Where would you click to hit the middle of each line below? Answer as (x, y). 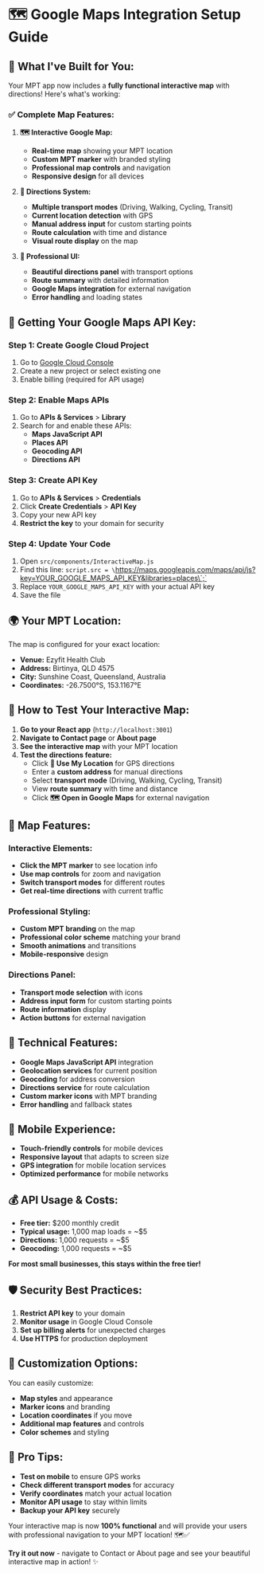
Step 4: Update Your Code (60, 543)
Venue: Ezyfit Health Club (62, 659)
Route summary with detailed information (100, 280)
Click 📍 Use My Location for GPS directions (103, 763)
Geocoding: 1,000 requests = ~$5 (76, 1249)
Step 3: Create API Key (53, 481)
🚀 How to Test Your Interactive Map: (99, 710)
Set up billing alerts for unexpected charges (93, 1330)
